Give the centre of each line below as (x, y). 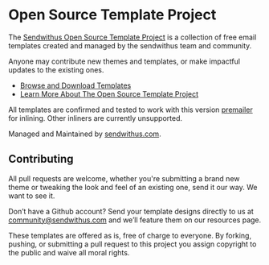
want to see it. (32, 196)
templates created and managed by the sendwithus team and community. (130, 45)
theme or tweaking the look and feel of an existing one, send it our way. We (133, 187)
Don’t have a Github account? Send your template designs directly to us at (131, 211)
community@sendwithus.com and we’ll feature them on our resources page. (135, 220)
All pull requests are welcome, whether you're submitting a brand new (124, 178)
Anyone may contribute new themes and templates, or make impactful (124, 61)
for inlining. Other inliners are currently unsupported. (96, 118)
